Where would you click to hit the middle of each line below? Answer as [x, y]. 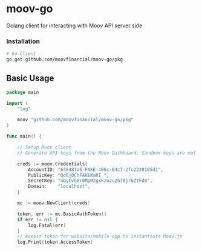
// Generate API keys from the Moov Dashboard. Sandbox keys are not [107, 153]
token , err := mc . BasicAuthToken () [62, 214]
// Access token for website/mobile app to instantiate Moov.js [100, 236]
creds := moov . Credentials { [52, 164]
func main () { [24, 136]
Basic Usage [30, 79]
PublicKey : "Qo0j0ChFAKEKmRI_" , [69, 175]
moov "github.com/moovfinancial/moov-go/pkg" [76, 120]
